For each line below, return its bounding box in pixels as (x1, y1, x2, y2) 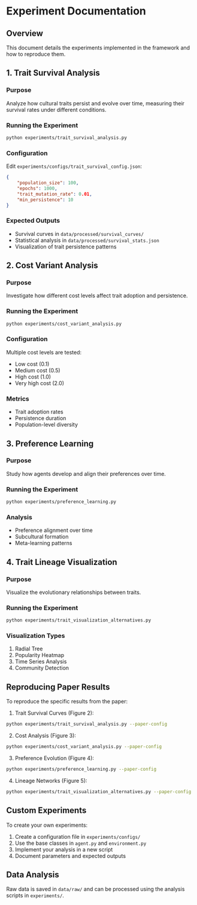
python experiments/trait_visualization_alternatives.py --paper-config (6, 788, 192, 795)
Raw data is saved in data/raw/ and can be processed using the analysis (6, 886, 185, 893)
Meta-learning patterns (14, 540, 72, 547)
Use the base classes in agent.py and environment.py (14, 839, 147, 847)
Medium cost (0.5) (14, 366, 61, 374)
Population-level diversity (14, 421, 78, 428)
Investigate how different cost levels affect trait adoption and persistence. (6, 292, 188, 299)
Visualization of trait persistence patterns (14, 242, 117, 250)
